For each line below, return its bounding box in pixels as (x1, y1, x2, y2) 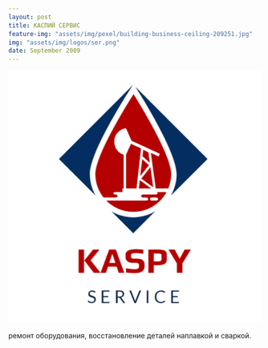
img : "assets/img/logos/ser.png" (8, 38, 120, 47)
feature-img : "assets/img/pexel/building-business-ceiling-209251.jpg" (8, 30, 253, 38)
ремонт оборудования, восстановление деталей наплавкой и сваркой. (8, 331, 252, 341)
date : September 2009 (8, 47, 81, 55)
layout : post (8, 13, 52, 21)
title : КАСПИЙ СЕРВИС (8, 21, 81, 30)
